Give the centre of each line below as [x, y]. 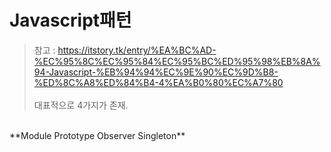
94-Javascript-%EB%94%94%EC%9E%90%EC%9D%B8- [156, 72]
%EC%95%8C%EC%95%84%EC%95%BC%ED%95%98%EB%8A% [177, 61]
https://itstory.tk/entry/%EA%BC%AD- [137, 50]
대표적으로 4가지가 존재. [81, 105]
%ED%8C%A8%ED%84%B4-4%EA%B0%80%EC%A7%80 [158, 82]
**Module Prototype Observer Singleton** [97, 135]
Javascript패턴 [70, 20]
